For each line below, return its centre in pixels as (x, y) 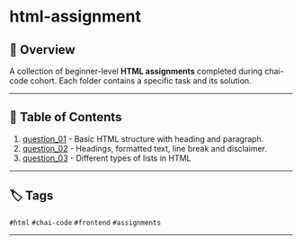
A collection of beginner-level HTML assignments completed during (136, 71)
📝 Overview (42, 50)
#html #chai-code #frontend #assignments (85, 223)
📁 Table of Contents (66, 117)
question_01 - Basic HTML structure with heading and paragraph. (143, 139)
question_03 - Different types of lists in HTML (107, 158)
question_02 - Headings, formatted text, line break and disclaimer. (145, 148)
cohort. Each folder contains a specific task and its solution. (141, 81)
